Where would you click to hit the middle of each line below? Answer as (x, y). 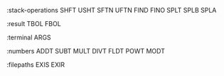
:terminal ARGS (29, 37)
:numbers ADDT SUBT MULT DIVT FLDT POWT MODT (86, 51)
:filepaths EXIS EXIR (36, 65)
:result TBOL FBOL (34, 24)
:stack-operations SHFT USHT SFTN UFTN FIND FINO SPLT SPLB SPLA (112, 10)
